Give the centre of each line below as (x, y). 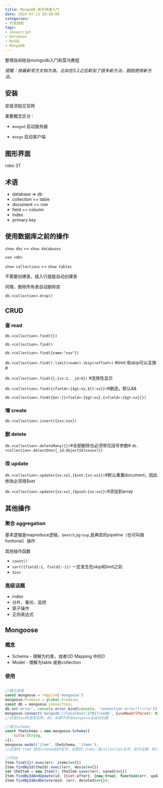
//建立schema (17, 727)
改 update (17, 463)
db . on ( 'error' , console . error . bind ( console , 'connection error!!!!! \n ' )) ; (82, 709)
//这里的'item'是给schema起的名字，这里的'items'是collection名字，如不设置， (78, 749)
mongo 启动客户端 (29, 137)
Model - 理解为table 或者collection (46, 662)
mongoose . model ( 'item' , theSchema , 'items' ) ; (52, 745)
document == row (30, 205)
